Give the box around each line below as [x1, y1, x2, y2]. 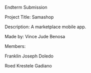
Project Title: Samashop [4, 14, 54, 20]
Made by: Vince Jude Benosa [4, 34, 65, 39]
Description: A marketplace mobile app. [4, 24, 86, 30]
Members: [4, 43, 26, 49]
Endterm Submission [4, 5, 48, 10]
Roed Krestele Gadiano [4, 63, 52, 68]
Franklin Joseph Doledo [4, 53, 53, 59]
